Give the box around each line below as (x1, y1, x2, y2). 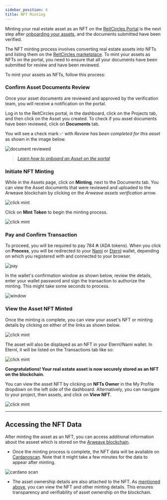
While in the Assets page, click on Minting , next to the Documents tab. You (5, 179, 159, 185)
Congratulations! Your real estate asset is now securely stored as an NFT (5, 366, 159, 372)
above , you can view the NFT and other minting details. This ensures (12, 484, 153, 490)
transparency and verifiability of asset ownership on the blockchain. (12, 489, 152, 495)
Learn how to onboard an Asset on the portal (17, 155, 110, 161)
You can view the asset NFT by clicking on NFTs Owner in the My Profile (5, 381, 154, 387)
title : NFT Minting (5, 12, 46, 17)
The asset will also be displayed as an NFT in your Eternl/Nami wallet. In (5, 341, 153, 347)
